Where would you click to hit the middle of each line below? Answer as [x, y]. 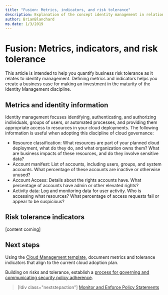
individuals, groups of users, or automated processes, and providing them [81, 122]
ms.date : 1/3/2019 [24, 24]
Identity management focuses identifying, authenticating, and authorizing [81, 117]
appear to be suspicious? [38, 201]
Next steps [22, 245]
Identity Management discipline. [38, 89]
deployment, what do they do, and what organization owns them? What [86, 148]
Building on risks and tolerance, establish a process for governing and [77, 272]
